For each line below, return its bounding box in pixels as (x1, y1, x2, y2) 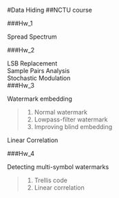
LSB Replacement (7, 59, 58, 68)
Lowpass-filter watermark (34, 115, 108, 123)
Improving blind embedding (34, 123, 113, 130)
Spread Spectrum (7, 32, 57, 41)
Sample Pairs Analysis (7, 67, 70, 75)
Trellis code (34, 176, 67, 184)
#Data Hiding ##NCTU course (7, 6, 93, 14)
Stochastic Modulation (7, 74, 71, 82)
